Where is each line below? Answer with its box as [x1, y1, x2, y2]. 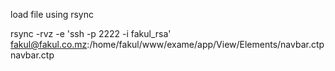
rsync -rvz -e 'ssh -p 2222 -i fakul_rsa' [10, 28, 172, 39]
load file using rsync [10, 9, 95, 20]
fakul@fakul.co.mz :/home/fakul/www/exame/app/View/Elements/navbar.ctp [10, 39, 325, 50]
